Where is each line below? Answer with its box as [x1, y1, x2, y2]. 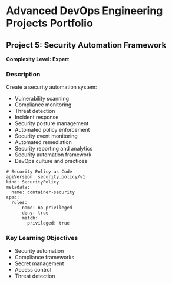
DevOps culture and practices [14, 158, 87, 165]
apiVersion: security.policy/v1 [6, 174, 85, 180]
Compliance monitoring [14, 101, 72, 108]
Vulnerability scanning [14, 95, 70, 102]
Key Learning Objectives [6, 234, 78, 242]
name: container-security [11, 189, 75, 195]
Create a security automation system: [6, 83, 97, 91]
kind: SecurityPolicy [6, 179, 59, 185]
